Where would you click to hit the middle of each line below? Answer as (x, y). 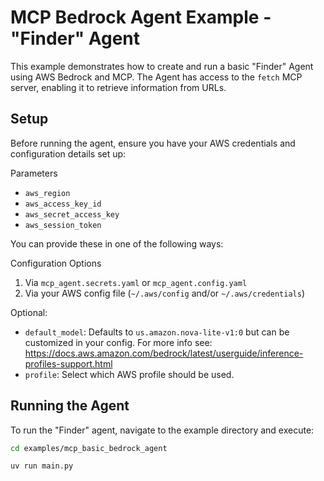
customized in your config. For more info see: (118, 342)
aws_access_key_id (63, 204)
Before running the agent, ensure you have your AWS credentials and (153, 143)
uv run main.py (42, 466)
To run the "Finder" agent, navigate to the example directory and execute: (162, 430)
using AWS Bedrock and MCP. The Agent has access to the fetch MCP (156, 77)
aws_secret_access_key (72, 214)
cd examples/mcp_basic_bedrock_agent (89, 448)
